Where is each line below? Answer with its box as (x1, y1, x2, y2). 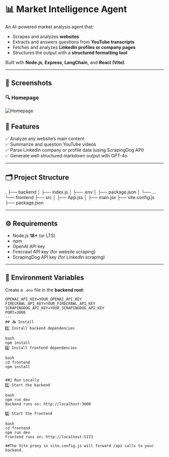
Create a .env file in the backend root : (5, 287, 84, 293)
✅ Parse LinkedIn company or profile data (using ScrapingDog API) (5, 147, 144, 153)
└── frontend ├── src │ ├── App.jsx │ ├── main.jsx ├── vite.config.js (5, 195, 155, 201)
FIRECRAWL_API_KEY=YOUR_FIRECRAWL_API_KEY (5, 301, 96, 306)
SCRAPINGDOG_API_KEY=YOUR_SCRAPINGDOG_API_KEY (5, 305, 105, 310)
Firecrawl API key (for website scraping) (12, 249, 96, 255)
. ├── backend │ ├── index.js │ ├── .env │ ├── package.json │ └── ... (5, 189, 156, 195)
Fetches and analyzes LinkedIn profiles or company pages (12, 44, 136, 50)
